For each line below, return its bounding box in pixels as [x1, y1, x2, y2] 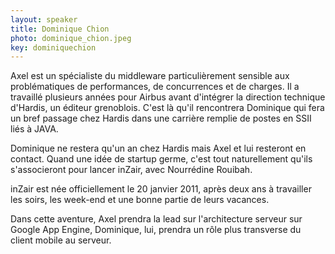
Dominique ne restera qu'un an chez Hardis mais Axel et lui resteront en [10, 142, 307, 155]
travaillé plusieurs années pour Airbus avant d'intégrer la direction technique [10, 91, 326, 103]
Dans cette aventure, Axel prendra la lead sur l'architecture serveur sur [10, 213, 303, 225]
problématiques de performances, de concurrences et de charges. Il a [10, 81, 300, 93]
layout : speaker [10, 14, 78, 25]
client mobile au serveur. [10, 234, 112, 246]
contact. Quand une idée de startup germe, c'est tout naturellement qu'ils [10, 153, 313, 165]
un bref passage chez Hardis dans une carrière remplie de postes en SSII [10, 112, 312, 125]
